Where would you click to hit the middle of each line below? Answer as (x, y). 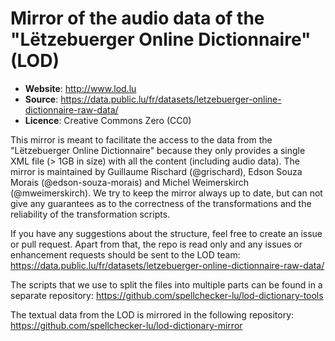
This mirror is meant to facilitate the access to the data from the (141, 139)
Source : (41, 99)
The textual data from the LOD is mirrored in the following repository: (152, 314)
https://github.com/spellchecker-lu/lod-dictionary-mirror (126, 325)
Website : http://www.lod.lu (80, 88)
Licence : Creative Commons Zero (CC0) (108, 120)
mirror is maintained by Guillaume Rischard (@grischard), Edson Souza (156, 171)
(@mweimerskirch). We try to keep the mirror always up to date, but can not (166, 193)
